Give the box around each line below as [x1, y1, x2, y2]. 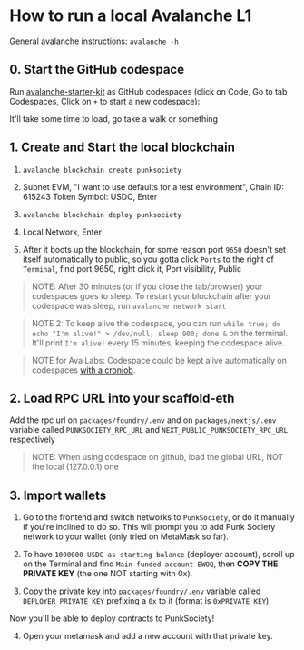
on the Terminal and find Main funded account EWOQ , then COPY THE [22, 558, 279, 569]
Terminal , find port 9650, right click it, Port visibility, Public [22, 263, 242, 274]
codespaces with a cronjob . [31, 365, 136, 375]
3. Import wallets [9, 487, 107, 503]
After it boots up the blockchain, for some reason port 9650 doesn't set [22, 244, 287, 255]
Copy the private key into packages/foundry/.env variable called [22, 585, 261, 596]
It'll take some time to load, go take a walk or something [9, 113, 218, 124]
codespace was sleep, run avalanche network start [31, 300, 227, 311]
